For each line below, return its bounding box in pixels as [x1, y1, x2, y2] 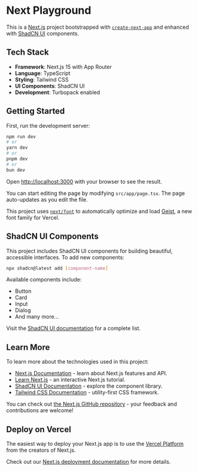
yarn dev [6, 145, 28, 151]
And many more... [14, 313, 59, 320]
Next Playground [6, 4, 92, 17]
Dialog [14, 307, 31, 314]
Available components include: [6, 276, 82, 283]
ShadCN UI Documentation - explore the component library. [14, 382, 163, 390]
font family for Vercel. [6, 214, 60, 221]
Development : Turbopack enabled [14, 88, 100, 96]
